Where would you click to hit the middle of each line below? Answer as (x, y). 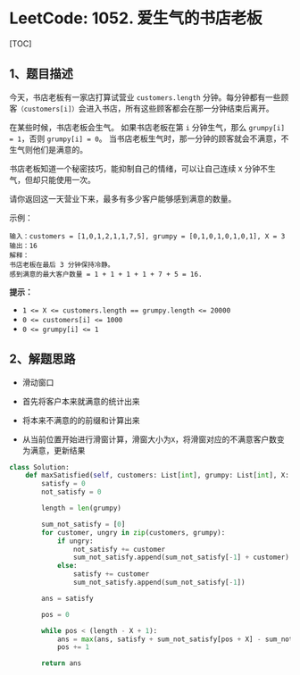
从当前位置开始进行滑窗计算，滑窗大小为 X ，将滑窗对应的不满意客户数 (149, 439)
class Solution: (39, 467)
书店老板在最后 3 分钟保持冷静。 (62, 264)
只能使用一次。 (67, 179)
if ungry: (75, 541)
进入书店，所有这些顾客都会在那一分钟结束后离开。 (180, 108)
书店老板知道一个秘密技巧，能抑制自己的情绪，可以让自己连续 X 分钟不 (139, 168)
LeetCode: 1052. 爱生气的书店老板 (136, 18)
